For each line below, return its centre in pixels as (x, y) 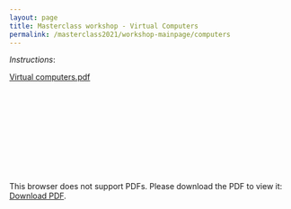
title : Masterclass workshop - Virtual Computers (104, 26)
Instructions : (32, 60)
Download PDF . (38, 196)
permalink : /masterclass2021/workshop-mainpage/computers (120, 34)
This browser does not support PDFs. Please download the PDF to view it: (146, 187)
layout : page (34, 17)
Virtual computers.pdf (50, 77)
